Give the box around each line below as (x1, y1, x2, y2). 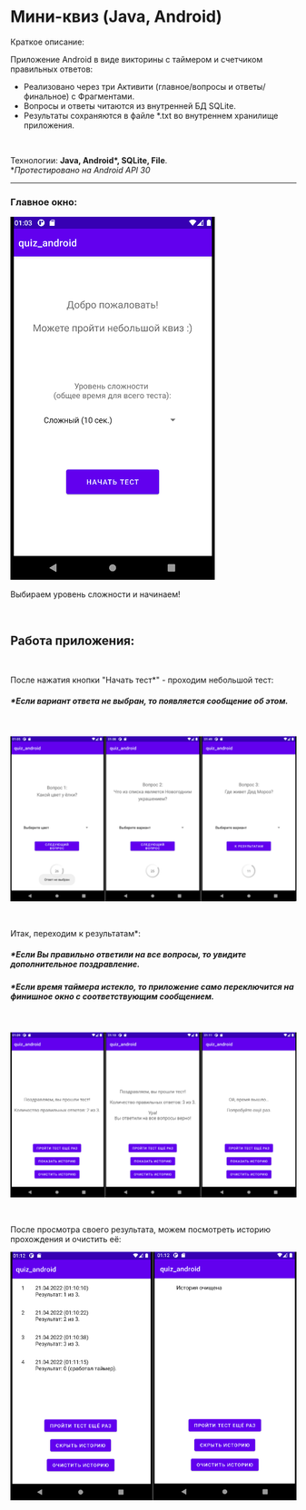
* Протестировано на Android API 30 (10, 164, 151, 175)
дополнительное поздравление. (10, 958, 140, 969)
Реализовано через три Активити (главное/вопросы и (23, 81, 234, 92)
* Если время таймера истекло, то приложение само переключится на (10, 982, 294, 993)
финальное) (23, 91, 70, 102)
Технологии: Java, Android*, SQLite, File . (10, 154, 168, 165)
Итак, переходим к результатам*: (10, 928, 142, 939)
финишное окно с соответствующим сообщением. (10, 991, 214, 1002)
